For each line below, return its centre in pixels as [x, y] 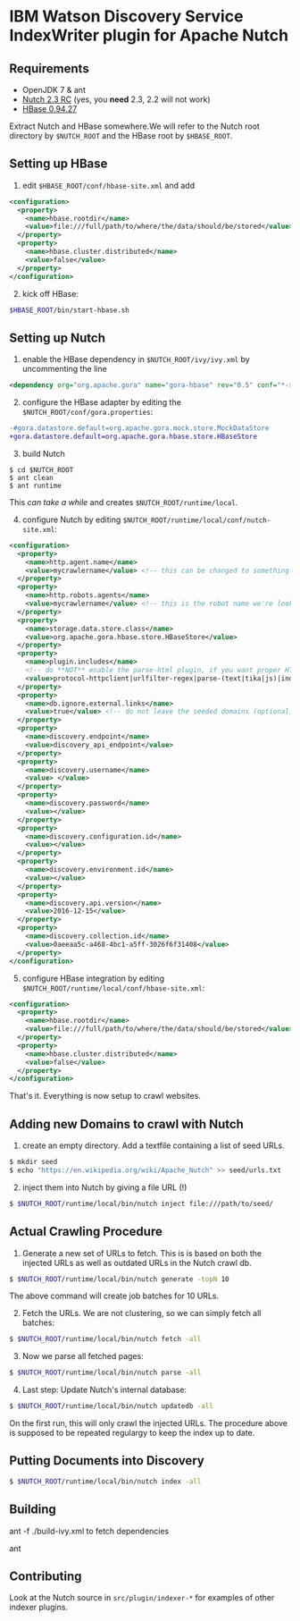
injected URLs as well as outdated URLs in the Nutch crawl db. [137, 1262]
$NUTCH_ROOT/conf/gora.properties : [87, 412]
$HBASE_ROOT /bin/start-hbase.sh [69, 310]
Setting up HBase [58, 164]
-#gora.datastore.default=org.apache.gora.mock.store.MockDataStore [139, 428]
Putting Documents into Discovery [107, 1461]
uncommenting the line [64, 369]
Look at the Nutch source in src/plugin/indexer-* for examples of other [142, 1598]
